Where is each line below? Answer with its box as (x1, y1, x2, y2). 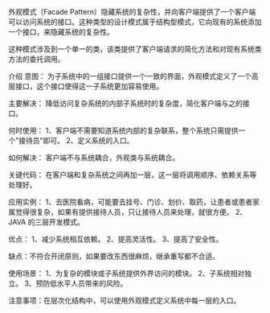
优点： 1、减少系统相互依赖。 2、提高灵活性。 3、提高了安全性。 (8, 234, 223, 244)
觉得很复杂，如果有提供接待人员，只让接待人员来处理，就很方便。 (14, 208, 234, 216)
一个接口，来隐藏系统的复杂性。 (8, 27, 114, 36)
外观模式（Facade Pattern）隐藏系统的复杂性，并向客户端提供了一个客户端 (8, 7, 256, 16)
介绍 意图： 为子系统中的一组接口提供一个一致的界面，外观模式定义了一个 (8, 72, 252, 80)
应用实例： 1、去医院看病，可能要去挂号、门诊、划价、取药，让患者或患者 (8, 197, 253, 207)
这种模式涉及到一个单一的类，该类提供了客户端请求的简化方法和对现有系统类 (8, 44, 262, 54)
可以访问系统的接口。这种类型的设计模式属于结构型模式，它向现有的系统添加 (8, 17, 262, 27)
